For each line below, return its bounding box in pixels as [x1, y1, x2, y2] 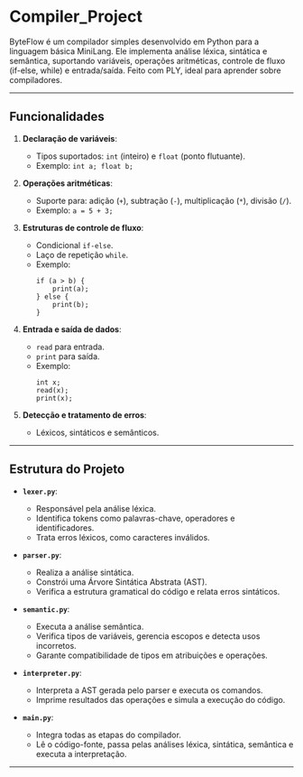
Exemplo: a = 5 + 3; [35, 205, 114, 216]
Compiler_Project [9, 6, 142, 27]
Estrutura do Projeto [9, 462, 125, 477]
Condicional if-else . [35, 239, 114, 250]
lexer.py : [22, 486, 59, 496]
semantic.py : [22, 603, 70, 615]
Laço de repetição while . [35, 249, 129, 260]
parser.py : [22, 549, 62, 560]
